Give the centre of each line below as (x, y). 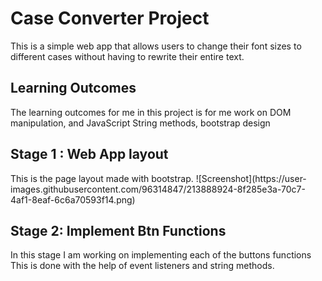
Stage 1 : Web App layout (89, 154)
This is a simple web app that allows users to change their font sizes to (156, 46)
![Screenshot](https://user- (251, 178)
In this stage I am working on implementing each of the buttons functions (161, 255)
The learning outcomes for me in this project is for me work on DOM (151, 112)
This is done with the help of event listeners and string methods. (142, 266)
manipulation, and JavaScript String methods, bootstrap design (140, 123)
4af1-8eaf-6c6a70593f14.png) (73, 199)
